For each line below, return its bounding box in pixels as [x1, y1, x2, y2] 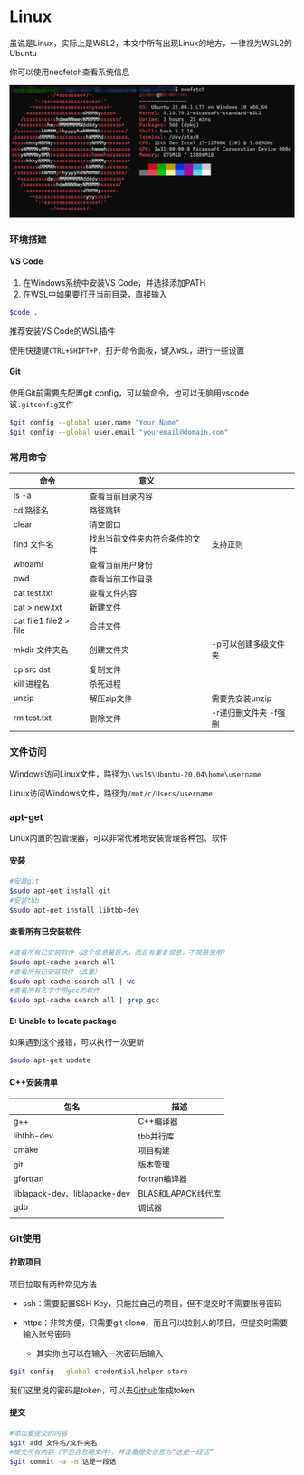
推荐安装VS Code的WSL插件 [9, 325, 116, 337]
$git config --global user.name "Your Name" [9, 417, 180, 427]
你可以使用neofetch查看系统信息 [9, 66, 130, 77]
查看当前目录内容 [89, 490, 154, 501]
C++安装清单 [9, 1077, 59, 1088]
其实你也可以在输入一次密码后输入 [35, 1347, 164, 1358]
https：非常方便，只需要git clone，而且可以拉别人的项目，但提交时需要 [22, 1317, 288, 1328]
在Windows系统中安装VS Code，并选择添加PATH [22, 277, 206, 288]
